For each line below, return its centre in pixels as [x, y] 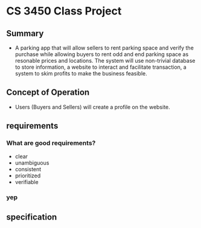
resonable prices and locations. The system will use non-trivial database [105, 61]
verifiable [27, 182]
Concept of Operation [48, 93]
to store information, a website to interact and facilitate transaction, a [101, 67]
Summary [25, 33]
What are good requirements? [51, 143]
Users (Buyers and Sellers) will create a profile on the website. [92, 107]
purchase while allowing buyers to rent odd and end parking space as [102, 54]
